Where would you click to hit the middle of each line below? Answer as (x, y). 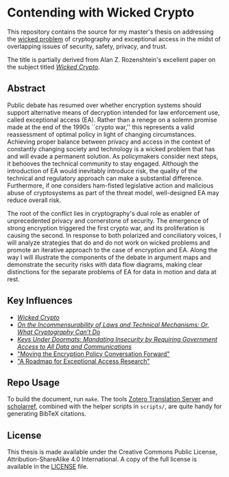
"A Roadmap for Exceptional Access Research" (83, 361)
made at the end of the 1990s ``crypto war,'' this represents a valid (101, 127)
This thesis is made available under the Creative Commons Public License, (112, 452)
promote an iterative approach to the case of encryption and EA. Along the (112, 249)
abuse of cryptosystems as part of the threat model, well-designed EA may (113, 192)
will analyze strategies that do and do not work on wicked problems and (109, 243)
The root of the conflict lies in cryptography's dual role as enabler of (104, 213)
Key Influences (40, 301)
